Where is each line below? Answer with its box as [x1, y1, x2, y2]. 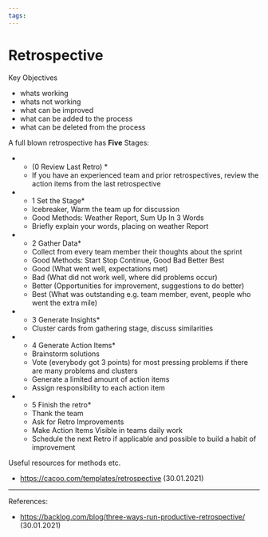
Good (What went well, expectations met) [31, 263, 168, 273]
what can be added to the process [19, 114, 133, 123]
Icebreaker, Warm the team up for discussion [31, 204, 180, 214]
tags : [8, 11, 26, 20]
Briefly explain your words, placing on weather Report [31, 221, 209, 230]
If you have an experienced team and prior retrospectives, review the [31, 170, 259, 180]
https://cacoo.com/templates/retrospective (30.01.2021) [19, 473, 204, 483]
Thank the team [31, 408, 84, 418]
